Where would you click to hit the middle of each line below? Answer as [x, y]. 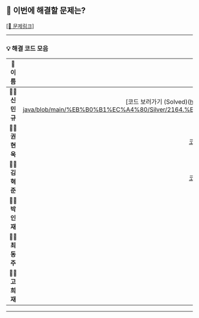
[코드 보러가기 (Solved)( [158, 102]
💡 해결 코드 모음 [27, 48]
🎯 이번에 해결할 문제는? [46, 11]
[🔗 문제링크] [20, 26]
